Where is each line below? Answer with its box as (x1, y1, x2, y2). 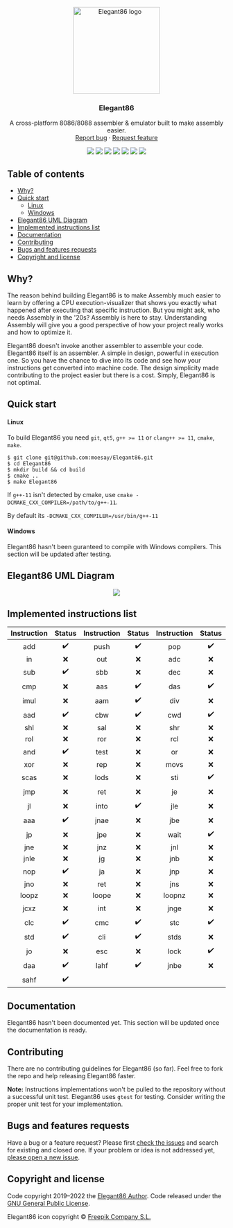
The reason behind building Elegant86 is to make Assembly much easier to (7, 291, 221, 300)
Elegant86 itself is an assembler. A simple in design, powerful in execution (7, 349, 219, 357)
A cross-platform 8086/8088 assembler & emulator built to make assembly (9, 119, 224, 128)
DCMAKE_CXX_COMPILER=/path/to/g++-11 (7, 499, 116, 506)
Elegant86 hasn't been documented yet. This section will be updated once (7, 1019, 220, 1027)
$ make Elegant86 (7, 478, 58, 485)
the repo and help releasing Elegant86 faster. (7, 1071, 137, 1080)
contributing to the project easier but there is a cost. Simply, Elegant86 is (7, 371, 216, 379)
